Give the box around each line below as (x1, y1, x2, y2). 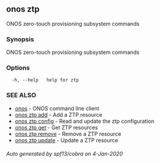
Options (6, 64, 30, 72)
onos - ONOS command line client (14, 104, 99, 112)
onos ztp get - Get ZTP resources (14, 123, 98, 131)
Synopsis (6, 35, 34, 43)
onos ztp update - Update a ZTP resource (14, 137, 119, 144)
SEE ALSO (6, 91, 37, 99)
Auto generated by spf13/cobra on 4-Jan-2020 (6, 150, 123, 158)
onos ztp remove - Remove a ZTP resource (14, 130, 122, 137)
